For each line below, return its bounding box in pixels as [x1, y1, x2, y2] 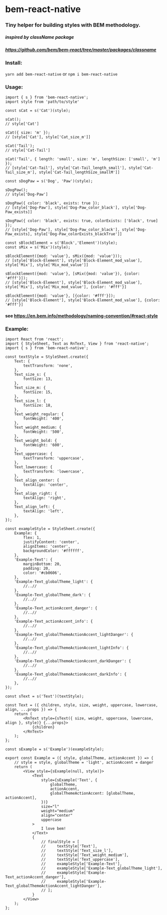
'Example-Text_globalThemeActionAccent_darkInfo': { [14, 672, 127, 677]
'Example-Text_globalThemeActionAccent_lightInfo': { [14, 645, 129, 650]
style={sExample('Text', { [41, 777, 98, 783]
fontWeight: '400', [23, 416, 64, 421]
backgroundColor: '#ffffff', [23, 548, 84, 554]
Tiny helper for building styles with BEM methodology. [5, 22, 140, 29]
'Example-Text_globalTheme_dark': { [14, 593, 91, 598]
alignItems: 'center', [23, 544, 71, 549]
